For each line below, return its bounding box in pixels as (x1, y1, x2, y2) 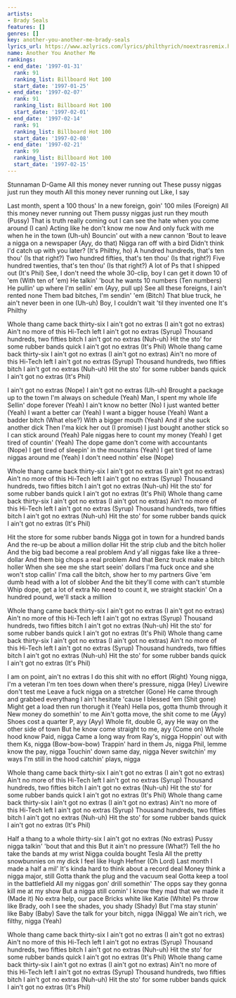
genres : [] (7, 30, 39, 37)
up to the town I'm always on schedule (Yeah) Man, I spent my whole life (7, 393, 217, 401)
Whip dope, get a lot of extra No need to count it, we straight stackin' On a (7, 585, 223, 594)
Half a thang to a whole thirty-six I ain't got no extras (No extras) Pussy (7, 834, 213, 842)
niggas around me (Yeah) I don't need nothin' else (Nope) (7, 453, 174, 461)
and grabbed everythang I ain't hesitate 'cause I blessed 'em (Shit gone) (7, 694, 216, 703)
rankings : (7, 56, 37, 63)
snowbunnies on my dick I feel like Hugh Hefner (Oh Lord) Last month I (7, 856, 213, 865)
